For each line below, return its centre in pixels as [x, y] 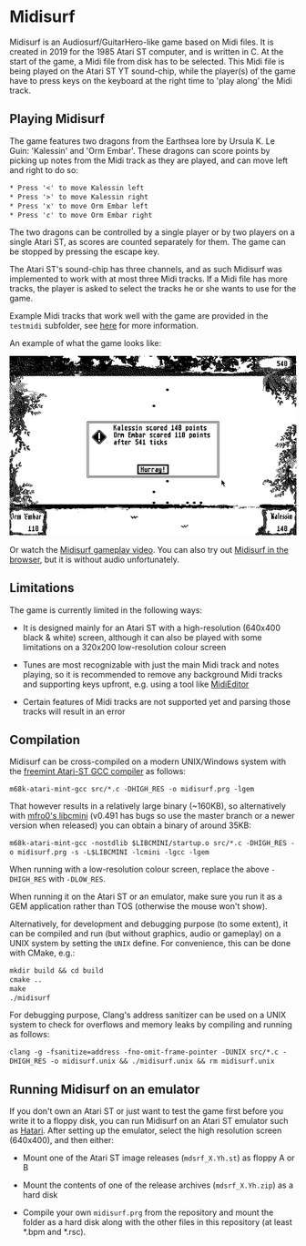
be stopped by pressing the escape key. [85, 251]
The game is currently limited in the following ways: [106, 610]
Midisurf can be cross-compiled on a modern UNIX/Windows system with [148, 761]
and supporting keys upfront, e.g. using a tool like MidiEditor [136, 684]
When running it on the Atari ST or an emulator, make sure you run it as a [146, 897]
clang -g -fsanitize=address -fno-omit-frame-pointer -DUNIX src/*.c [144, 1052]
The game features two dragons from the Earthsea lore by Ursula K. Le [143, 141]
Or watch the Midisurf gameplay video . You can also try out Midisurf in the [149, 549]
